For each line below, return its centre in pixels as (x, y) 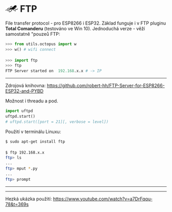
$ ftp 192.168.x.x (25, 152)
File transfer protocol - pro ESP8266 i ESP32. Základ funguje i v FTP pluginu (86, 23)
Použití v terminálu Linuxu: (33, 132)
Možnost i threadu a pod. (32, 101)
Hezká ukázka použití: (29, 199)
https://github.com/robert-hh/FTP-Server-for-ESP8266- (106, 86)
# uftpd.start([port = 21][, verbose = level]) (57, 122)
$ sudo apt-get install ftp (35, 141)
